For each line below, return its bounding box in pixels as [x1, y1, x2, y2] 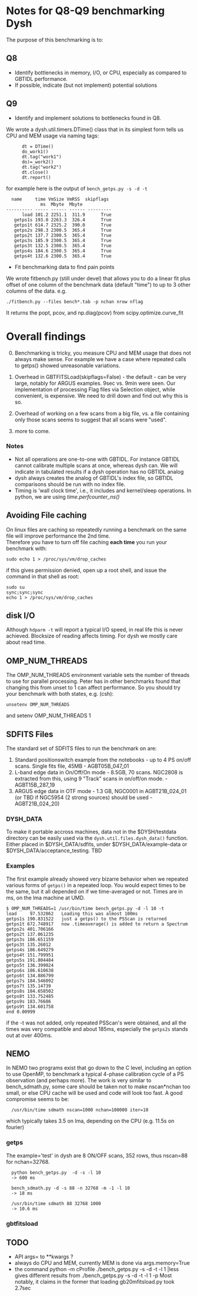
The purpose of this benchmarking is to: [6, 36, 103, 43]
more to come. [14, 427, 51, 434]
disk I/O [6, 611, 35, 620]
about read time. [6, 639, 46, 646]
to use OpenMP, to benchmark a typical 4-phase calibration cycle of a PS [6, 1071, 184, 1078]
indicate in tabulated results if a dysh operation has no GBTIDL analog [14, 468, 184, 475]
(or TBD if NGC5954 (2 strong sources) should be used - [14, 794, 153, 801]
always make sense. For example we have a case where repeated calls [14, 355, 186, 362]
